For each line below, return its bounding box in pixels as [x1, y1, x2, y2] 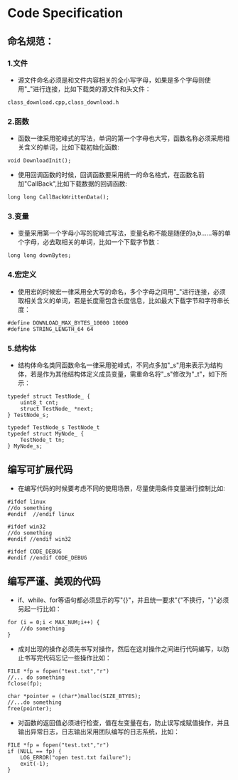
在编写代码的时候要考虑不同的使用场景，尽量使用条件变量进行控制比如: [17, 484, 225, 492]
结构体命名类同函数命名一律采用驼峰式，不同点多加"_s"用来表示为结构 [17, 361, 223, 369]
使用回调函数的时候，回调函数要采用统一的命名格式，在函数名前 [17, 171, 205, 179]
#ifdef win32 [7, 523, 46, 530]
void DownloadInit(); [7, 157, 72, 164]
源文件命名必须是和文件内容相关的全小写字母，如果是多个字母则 [17, 75, 205, 84]
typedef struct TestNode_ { [7, 393, 91, 400]
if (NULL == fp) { [7, 747, 62, 755]
